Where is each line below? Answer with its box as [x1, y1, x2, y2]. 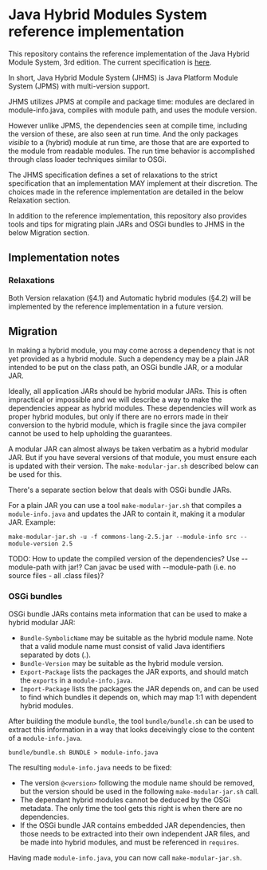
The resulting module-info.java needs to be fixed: [8, 762, 172, 772]
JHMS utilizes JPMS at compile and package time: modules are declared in [8, 96, 255, 106]
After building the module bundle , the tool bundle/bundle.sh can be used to [8, 716, 253, 726]
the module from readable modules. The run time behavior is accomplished [8, 146, 255, 155]
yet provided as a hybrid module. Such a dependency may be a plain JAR [8, 354, 249, 364]
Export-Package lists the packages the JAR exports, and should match [19, 667, 249, 676]
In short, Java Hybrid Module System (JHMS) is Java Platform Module [8, 73, 238, 82]
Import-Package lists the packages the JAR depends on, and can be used [19, 683, 259, 693]
